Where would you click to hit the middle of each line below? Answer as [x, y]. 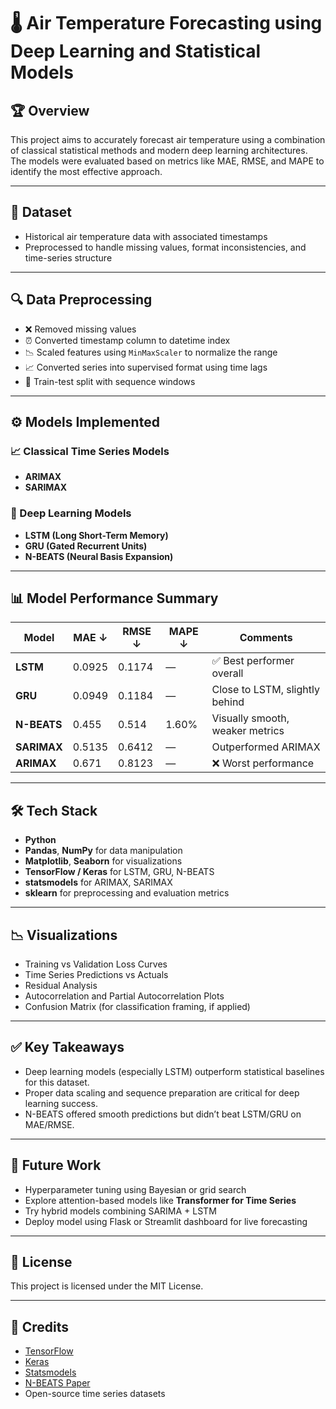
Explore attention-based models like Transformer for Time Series [160, 1200]
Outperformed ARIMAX [266, 747]
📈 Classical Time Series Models [90, 451]
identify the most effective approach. [86, 171]
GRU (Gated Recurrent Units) [86, 546]
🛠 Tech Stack [54, 810]
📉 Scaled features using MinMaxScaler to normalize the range [151, 352]
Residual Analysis [61, 986]
